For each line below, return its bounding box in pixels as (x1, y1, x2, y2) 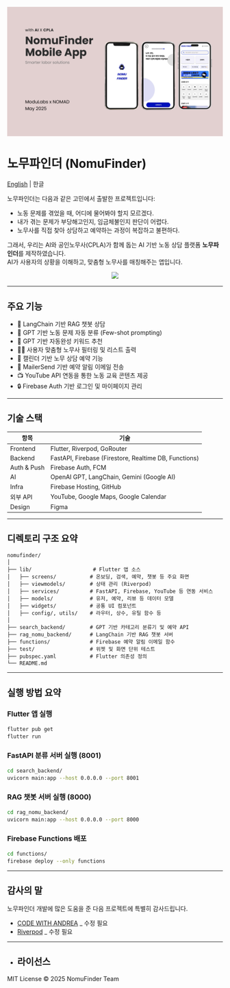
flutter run (7, 733, 41, 740)
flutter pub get (7, 726, 53, 733)
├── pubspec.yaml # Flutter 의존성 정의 (7, 653, 147, 660)
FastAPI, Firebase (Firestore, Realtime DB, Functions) (50, 454, 200, 462)
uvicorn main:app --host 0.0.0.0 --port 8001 (7, 774, 139, 781)
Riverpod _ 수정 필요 (16, 927, 73, 935)
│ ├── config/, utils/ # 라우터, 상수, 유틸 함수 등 (7, 610, 162, 617)
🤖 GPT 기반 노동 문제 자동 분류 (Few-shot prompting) (16, 328, 162, 336)
